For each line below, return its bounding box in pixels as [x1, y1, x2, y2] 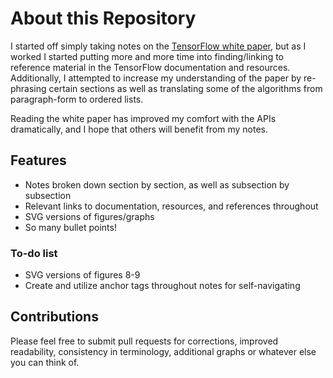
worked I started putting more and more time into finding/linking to [10, 50, 285, 62]
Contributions [10, 308, 99, 326]
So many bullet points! [24, 221, 117, 233]
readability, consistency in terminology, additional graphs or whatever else [10, 345, 317, 357]
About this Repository [10, 7, 197, 30]
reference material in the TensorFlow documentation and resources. [10, 61, 291, 73]
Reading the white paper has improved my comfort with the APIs [10, 112, 277, 124]
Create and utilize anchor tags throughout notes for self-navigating [24, 280, 301, 292]
